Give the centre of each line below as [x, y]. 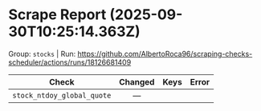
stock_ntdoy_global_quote [62, 95]
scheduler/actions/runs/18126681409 [70, 62]
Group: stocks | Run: [42, 54]
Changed [137, 81]
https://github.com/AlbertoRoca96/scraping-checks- [165, 54]
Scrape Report [57, 15]
